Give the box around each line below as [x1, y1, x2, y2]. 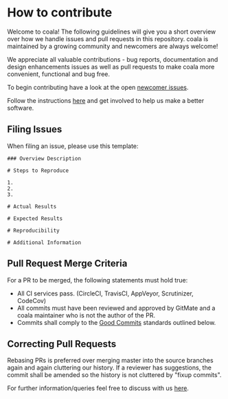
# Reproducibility [7, 227, 60, 234]
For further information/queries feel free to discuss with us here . [7, 384, 189, 392]
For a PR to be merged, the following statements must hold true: [7, 276, 188, 284]
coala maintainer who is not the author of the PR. [16, 311, 156, 319]
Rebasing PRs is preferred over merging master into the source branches [7, 356, 214, 365]
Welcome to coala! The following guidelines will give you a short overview [7, 27, 216, 36]
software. [7, 104, 34, 112]
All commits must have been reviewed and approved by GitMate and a [16, 304, 216, 312]
